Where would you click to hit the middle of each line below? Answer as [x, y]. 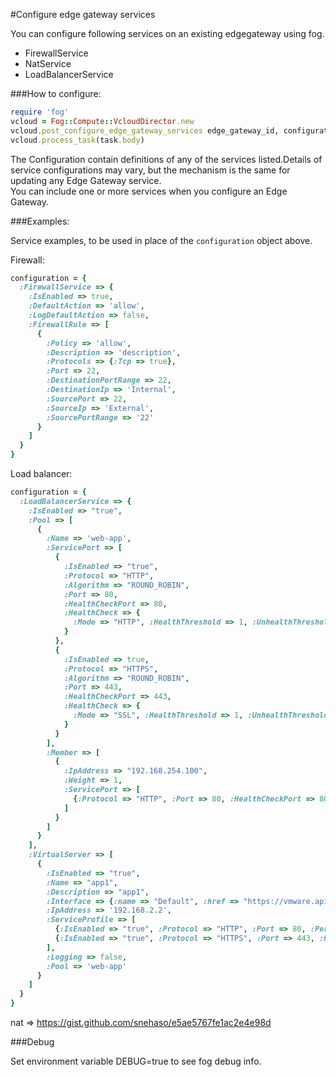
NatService [48, 63]
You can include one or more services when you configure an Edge [149, 191]
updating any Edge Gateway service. [86, 180]
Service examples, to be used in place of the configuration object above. [161, 240]
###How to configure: [56, 93]
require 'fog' [40, 112]
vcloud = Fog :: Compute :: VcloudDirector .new [102, 121]
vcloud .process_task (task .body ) [77, 140]
